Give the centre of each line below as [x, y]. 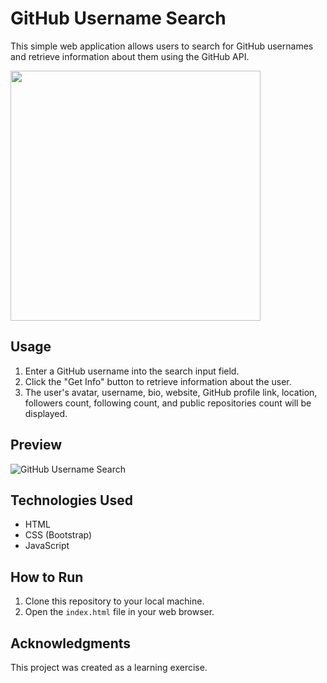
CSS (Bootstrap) [58, 535]
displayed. [46, 413]
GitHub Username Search [118, 18]
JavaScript [47, 546]
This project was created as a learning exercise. [109, 667]
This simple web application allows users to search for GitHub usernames [162, 46]
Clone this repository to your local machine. [114, 601]
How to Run [47, 577]
